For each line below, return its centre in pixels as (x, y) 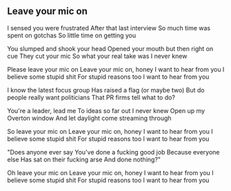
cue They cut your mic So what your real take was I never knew (97, 56)
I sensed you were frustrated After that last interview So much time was (109, 28)
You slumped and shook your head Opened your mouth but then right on (110, 48)
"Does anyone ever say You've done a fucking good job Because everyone (113, 152)
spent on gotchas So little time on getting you (72, 35)
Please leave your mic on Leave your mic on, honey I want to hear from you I (116, 69)
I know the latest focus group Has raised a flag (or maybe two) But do (106, 90)
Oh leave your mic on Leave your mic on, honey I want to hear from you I (110, 172)
